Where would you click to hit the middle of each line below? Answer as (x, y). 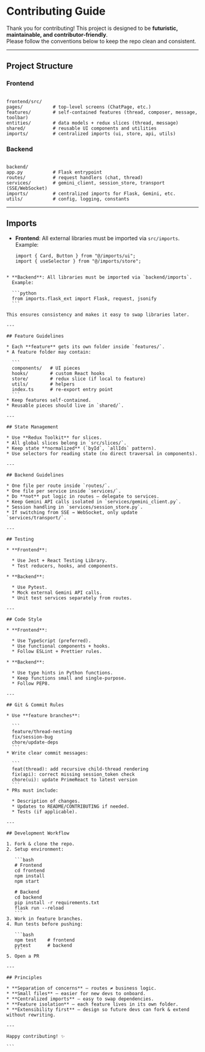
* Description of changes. (46, 801)
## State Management (33, 427)
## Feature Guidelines (35, 336)
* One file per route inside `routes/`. (59, 486)
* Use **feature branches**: (43, 715)
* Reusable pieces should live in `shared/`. (65, 405)
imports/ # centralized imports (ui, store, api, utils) (91, 133)
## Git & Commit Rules (35, 705)
